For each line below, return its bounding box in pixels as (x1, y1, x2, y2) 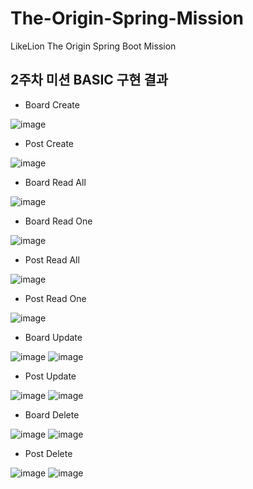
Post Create (24, 137, 74, 149)
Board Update (24, 331, 83, 343)
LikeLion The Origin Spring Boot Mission (10, 40, 177, 52)
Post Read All (24, 253, 80, 266)
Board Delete (24, 408, 80, 421)
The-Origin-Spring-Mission (10, 7, 244, 30)
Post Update (24, 370, 77, 382)
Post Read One (24, 292, 87, 304)
